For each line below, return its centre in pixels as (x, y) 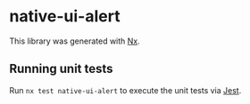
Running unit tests (61, 69)
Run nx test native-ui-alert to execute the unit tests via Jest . (125, 90)
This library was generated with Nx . (75, 41)
